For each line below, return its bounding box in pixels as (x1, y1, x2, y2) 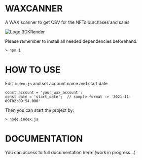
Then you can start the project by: (5, 107, 74, 113)
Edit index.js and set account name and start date (5, 80, 108, 86)
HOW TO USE (5, 64, 61, 75)
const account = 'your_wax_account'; (5, 90, 83, 95)
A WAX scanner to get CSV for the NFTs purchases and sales (5, 19, 130, 25)
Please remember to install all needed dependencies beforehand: (5, 38, 138, 44)
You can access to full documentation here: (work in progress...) (5, 149, 136, 155)
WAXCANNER (5, 3, 63, 14)
